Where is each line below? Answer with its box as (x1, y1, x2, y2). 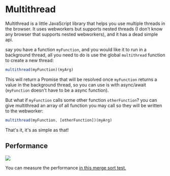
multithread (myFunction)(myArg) (5, 67, 74, 72)
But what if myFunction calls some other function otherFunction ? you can (5, 97, 157, 103)
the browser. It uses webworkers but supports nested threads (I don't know (5, 25, 163, 32)
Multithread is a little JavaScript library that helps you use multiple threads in (5, 20, 165, 26)
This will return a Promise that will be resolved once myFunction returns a (5, 76, 157, 82)
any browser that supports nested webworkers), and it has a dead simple (5, 31, 158, 37)
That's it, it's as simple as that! (5, 127, 69, 133)
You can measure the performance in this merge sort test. (5, 164, 126, 171)
